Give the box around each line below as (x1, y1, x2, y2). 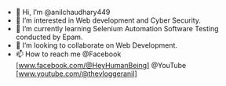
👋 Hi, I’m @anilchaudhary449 (15, 8, 111, 16)
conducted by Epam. (15, 32, 83, 41)
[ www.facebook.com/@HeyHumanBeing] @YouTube (15, 61, 187, 70)
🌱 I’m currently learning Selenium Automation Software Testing (15, 24, 219, 33)
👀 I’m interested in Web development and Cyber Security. (15, 16, 202, 25)
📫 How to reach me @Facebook (15, 49, 122, 59)
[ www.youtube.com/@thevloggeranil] (15, 69, 137, 78)
